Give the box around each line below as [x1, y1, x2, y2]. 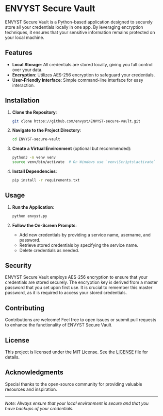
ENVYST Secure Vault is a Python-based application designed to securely [5, 19, 153, 25]
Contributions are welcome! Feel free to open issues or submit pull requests [5, 317, 157, 323]
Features [5, 49, 33, 57]
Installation [5, 96, 40, 105]
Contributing [5, 304, 45, 312]
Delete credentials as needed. [19, 247, 79, 253]
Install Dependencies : [12, 168, 57, 174]
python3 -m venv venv [12, 155, 56, 160]
